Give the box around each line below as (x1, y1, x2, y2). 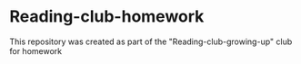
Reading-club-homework (9, 6, 205, 27)
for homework (9, 45, 62, 56)
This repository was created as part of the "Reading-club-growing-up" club (9, 36, 293, 47)
